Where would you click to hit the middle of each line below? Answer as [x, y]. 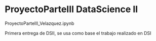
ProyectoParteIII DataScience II [71, 9]
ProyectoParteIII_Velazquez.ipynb [40, 23]
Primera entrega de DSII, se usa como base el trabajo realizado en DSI [78, 33]
